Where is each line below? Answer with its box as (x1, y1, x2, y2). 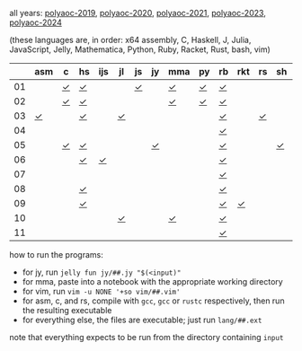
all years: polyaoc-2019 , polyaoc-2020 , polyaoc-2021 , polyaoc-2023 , (9, 8, 267, 18)
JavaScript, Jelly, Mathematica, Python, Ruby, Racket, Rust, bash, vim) (9, 44, 271, 55)
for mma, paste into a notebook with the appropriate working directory (22, 276, 283, 286)
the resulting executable (22, 305, 112, 315)
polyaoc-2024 (9, 17, 63, 28)
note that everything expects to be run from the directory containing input (9, 332, 284, 342)
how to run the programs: (9, 250, 103, 259)
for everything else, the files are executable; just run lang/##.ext (22, 314, 262, 325)
